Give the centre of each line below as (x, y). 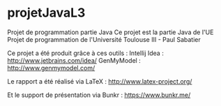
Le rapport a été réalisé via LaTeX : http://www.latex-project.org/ (100, 81)
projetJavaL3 (46, 13)
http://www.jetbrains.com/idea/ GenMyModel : (74, 60)
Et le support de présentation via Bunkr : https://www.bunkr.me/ (99, 95)
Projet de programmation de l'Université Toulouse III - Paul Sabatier (104, 39)
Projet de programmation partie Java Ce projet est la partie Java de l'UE (110, 32)
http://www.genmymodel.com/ (51, 68)
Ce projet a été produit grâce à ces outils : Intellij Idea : (85, 53)
